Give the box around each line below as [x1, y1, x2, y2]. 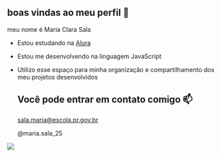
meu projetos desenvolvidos [17, 73, 98, 81]
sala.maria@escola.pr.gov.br [17, 116, 99, 124]
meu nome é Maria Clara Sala [7, 25, 91, 33]
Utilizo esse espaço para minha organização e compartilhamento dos [17, 65, 215, 73]
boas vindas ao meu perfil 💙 [7, 7, 129, 19]
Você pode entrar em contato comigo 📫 [17, 94, 193, 106]
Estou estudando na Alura [17, 39, 91, 47]
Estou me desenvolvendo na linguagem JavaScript [17, 52, 162, 60]
